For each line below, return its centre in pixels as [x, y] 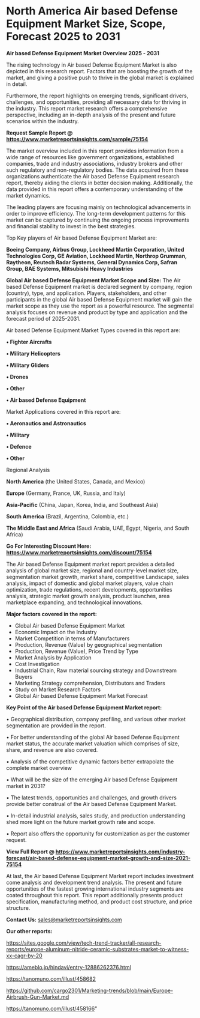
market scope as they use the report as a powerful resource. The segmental [100, 306]
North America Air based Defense [92, 11]
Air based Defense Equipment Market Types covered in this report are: [93, 330]
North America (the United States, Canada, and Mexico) [76, 481]
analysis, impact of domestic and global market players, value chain [90, 583]
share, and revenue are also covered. [52, 750]
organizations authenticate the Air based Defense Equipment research [93, 176]
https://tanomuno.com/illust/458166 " [52, 1008]
